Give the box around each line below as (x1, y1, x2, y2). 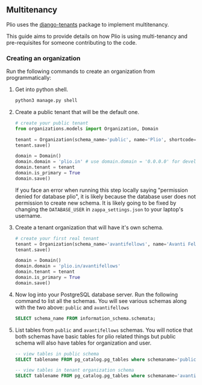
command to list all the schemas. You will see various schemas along (14, 297, 187, 304)
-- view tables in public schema (14, 351, 99, 357)
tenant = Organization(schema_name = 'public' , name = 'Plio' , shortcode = (14, 136, 197, 142)
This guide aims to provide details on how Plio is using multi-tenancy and (6, 33, 188, 40)
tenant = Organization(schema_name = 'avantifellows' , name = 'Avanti (14, 241, 186, 247)
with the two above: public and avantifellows (14, 304, 130, 311)
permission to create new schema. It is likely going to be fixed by (14, 199, 177, 206)
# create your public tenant (14, 120, 89, 126)
